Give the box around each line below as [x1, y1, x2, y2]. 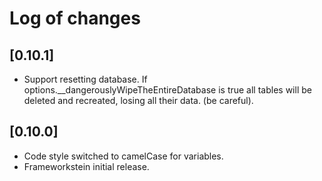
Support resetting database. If [23, 73, 148, 85]
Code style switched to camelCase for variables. [23, 150, 224, 162]
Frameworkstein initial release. [23, 160, 150, 172]
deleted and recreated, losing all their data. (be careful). [23, 95, 254, 106]
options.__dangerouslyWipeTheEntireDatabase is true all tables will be [23, 84, 312, 96]
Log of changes [9, 7, 141, 30]
